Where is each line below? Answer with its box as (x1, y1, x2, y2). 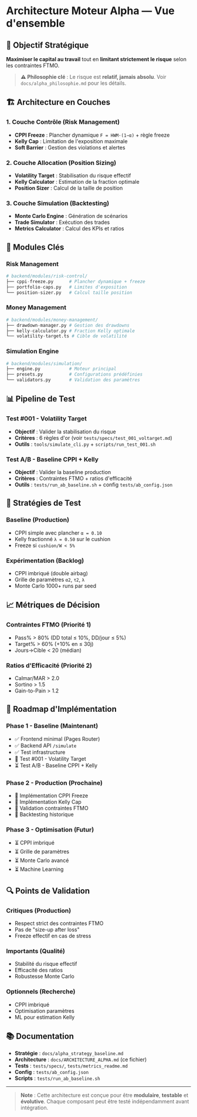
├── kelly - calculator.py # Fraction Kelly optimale (6, 328, 135, 334)
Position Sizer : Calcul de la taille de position (14, 184, 123, 191)
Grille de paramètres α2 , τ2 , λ (14, 576, 85, 584)
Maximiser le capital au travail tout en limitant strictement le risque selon (6, 56, 186, 62)
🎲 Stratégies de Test (6, 498, 81, 508)
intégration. (20, 1104, 49, 1111)
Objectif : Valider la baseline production (14, 469, 111, 476)
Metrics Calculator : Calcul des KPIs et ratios (14, 225, 124, 232)
